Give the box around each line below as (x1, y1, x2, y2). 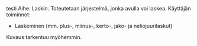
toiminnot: (6, 11, 31, 18)
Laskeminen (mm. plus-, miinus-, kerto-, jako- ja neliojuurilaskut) (14, 23, 173, 29)
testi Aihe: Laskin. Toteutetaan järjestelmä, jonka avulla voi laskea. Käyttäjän (6, 5, 191, 12)
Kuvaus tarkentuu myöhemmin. (6, 34, 82, 40)
